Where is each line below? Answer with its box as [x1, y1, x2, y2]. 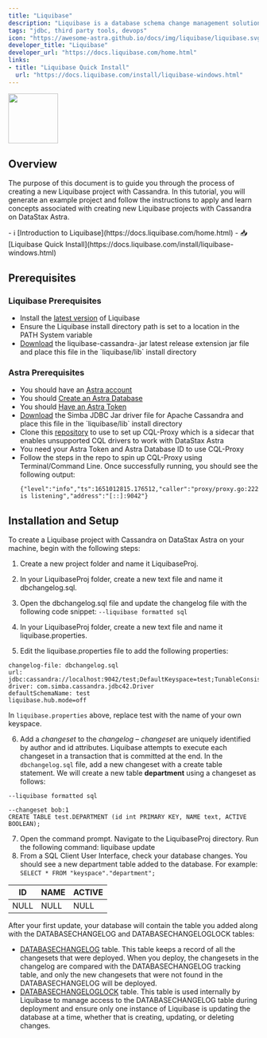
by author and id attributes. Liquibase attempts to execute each [19, 743, 228, 753]
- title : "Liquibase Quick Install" [8, 64, 130, 72]
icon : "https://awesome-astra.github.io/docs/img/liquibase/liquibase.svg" [8, 33, 265, 42]
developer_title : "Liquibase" [8, 41, 109, 49]
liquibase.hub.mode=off [8, 697, 87, 705]
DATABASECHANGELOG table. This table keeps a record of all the [19, 945, 236, 954]
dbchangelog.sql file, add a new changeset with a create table [19, 760, 222, 769]
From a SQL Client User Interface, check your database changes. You [19, 851, 248, 861]
